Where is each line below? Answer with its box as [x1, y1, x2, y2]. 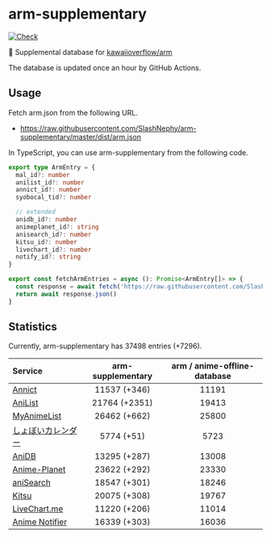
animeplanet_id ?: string [15, 223, 99, 231]
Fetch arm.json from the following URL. [8, 107, 139, 117]
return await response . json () [15, 290, 117, 298]
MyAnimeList [12, 410, 62, 422]
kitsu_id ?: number [15, 237, 78, 246]
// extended [15, 208, 56, 216]
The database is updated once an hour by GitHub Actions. [8, 62, 202, 73]
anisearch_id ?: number [15, 230, 92, 238]
